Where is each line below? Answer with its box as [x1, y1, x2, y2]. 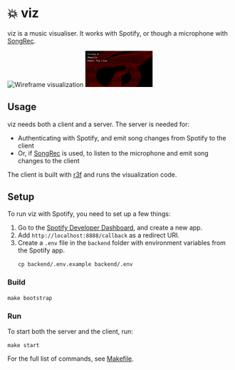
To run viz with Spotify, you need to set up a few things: [7, 210, 171, 218]
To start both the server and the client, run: [7, 327, 134, 336]
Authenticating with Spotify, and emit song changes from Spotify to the [17, 133, 226, 142]
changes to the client [17, 156, 80, 165]
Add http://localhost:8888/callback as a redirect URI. [17, 231, 180, 240]
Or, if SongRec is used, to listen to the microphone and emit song [17, 148, 209, 158]
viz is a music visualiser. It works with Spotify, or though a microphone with [7, 29, 228, 37]
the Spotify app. [17, 246, 66, 255]
